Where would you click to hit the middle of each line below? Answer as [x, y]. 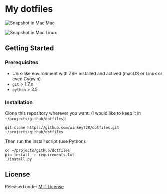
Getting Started [30, 48]
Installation [19, 102]
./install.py [19, 159]
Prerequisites [22, 62]
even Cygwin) [27, 79]
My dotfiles [29, 9]
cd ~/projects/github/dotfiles [38, 150]
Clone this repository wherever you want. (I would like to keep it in [73, 113]
